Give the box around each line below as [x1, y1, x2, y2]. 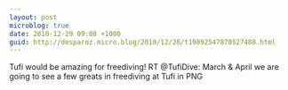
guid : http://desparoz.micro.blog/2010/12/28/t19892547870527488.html [9, 37, 276, 47]
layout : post [9, 12, 58, 22]
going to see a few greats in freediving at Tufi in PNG [9, 71, 203, 82]
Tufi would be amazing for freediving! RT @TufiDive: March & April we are [9, 62, 280, 72]
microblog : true [9, 21, 69, 30]
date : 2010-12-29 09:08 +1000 [9, 29, 122, 38]
